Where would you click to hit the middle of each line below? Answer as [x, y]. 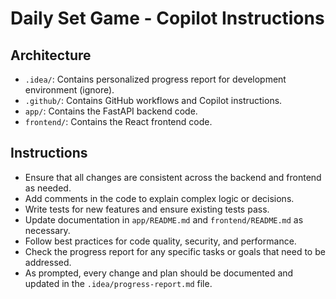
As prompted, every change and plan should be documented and [159, 273]
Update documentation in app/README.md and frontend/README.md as [164, 219]
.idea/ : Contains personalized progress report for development [155, 79]
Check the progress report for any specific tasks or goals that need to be [175, 251]
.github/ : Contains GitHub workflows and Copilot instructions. [153, 100]
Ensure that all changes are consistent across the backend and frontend [173, 177]
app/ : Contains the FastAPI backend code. [111, 111]
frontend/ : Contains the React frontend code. [118, 121]
